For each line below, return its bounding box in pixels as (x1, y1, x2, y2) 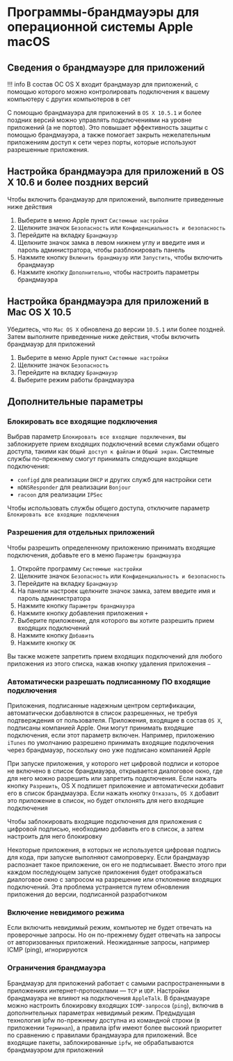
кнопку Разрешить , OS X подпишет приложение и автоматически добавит (7, 781, 225, 790)
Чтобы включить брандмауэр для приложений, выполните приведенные (7, 195, 224, 203)
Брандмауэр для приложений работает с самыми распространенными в (7, 979, 225, 987)
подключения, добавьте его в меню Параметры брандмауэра (7, 550, 182, 559)
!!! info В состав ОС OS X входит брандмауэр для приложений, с (7, 80, 199, 88)
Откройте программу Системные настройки (17, 564, 143, 573)
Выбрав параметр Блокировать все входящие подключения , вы (7, 432, 186, 441)
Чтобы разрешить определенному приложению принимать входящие (7, 543, 216, 552)
